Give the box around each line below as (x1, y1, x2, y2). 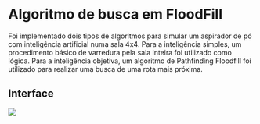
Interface (8, 87, 54, 101)
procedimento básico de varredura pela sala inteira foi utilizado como (8, 48, 233, 57)
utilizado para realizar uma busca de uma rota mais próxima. (8, 64, 204, 73)
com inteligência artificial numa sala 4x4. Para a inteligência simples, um (8, 39, 242, 48)
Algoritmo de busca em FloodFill (8, 5, 223, 23)
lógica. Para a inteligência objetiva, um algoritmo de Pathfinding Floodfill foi (8, 56, 252, 66)
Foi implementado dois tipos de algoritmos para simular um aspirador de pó (8, 31, 252, 41)
